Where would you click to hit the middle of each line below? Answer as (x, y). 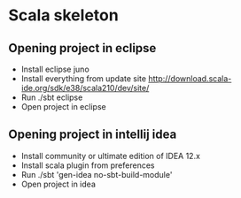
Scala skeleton (63, 15)
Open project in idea (58, 184)
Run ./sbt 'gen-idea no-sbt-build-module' (97, 174)
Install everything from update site (84, 79)
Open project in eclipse (64, 107)
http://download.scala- (190, 79)
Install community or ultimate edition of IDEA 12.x (111, 156)
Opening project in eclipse (82, 48)
